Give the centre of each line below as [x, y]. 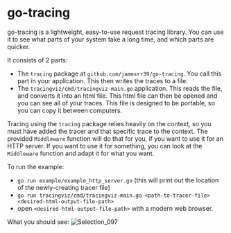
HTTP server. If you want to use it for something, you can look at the [105, 146]
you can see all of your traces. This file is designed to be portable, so [116, 103]
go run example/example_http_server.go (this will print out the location [118, 180]
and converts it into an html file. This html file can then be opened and [117, 96]
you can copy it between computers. [70, 110]
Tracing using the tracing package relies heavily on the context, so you [109, 123]
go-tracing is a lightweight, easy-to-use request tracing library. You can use [115, 32]
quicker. [19, 46]
